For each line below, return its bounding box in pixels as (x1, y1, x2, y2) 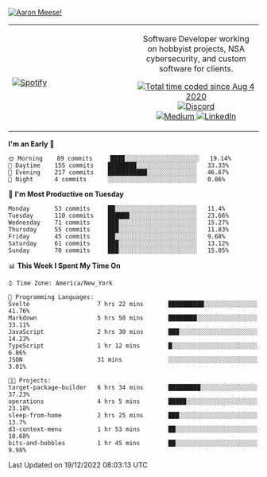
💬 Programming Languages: (8, 293, 94, 301)
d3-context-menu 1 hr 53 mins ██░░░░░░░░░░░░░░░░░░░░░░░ (8, 425, 258, 433)
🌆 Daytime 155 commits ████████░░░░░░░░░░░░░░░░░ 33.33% (8, 161, 229, 169)
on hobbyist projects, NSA (147, 44, 245, 54)
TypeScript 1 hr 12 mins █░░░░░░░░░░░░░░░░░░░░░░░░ (8, 342, 258, 350)
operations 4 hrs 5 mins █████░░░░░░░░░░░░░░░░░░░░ (8, 397, 258, 405)
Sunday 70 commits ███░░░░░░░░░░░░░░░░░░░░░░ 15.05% (8, 246, 229, 254)
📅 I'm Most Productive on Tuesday (8, 189, 125, 199)
